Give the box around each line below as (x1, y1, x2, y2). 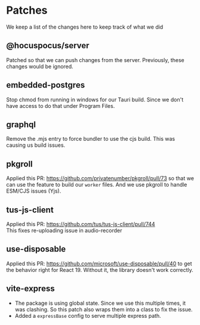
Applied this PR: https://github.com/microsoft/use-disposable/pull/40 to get (6, 260, 192, 267)
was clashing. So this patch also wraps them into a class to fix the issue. (14, 305, 193, 313)
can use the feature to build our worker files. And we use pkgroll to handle (6, 181, 187, 188)
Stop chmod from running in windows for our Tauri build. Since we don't (6, 96, 184, 103)
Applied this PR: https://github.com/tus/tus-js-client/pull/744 (6, 221, 155, 227)
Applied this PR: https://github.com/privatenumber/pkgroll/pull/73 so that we (6, 175, 194, 182)
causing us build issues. (6, 141, 66, 149)
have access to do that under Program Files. (6, 102, 115, 109)
